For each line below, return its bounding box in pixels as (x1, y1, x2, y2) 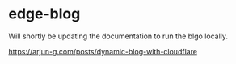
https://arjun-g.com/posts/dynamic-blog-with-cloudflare (8, 46, 198, 56)
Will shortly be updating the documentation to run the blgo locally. (8, 31, 229, 41)
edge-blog (8, 5, 81, 23)
